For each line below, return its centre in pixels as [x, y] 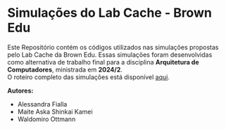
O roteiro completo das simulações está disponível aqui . [89, 77]
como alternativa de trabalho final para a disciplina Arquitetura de [103, 62]
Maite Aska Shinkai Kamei [55, 111]
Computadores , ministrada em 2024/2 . [65, 69]
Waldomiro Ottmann [46, 119]
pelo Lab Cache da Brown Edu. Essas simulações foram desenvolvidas [110, 55]
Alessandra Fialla [42, 104]
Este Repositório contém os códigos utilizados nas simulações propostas [113, 47]
